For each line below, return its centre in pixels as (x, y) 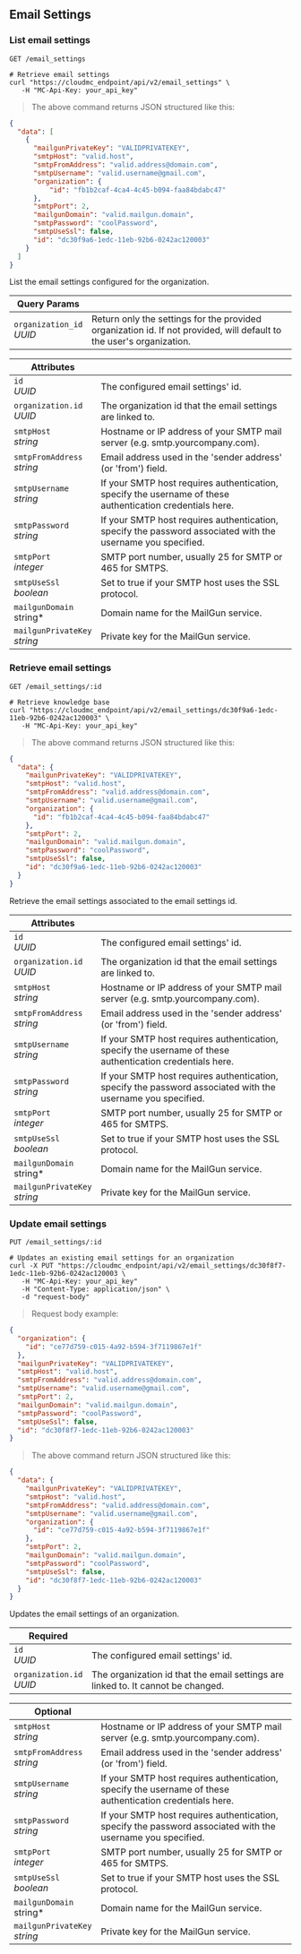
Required (48, 1636)
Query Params (48, 304)
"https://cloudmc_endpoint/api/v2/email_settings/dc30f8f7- (172, 1266)
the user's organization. (141, 341)
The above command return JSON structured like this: (131, 1456)
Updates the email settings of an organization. (94, 1614)
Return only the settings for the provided (176, 319)
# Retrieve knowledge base (60, 702)
